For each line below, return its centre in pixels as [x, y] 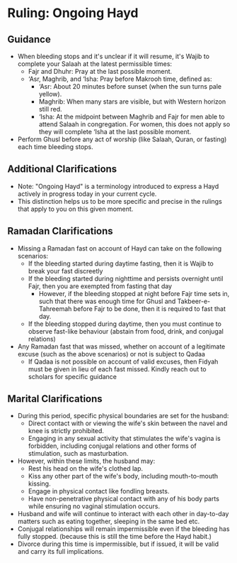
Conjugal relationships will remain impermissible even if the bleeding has [123, 529]
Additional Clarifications [62, 169]
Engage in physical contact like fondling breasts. [99, 491]
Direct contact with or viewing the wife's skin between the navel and [128, 423]
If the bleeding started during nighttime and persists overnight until [126, 278]
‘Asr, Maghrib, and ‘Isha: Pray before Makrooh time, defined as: [120, 79]
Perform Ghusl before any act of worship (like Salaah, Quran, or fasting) [122, 139]
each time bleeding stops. [55, 147]
